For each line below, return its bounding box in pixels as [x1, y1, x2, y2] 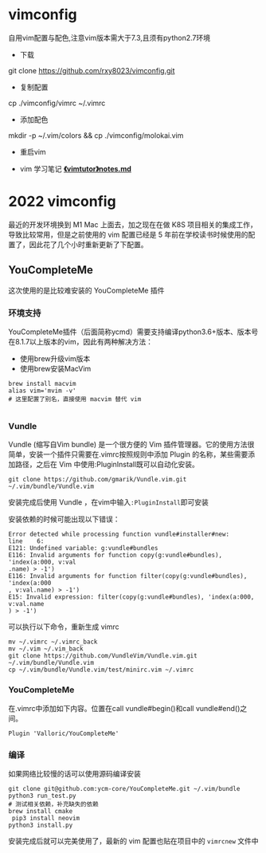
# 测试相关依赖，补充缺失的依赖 [8, 800, 99, 808]
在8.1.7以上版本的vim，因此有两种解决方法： [8, 336, 154, 346]
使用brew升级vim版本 [19, 353, 91, 364]
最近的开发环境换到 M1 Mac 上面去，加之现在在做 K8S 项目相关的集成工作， [8, 219, 257, 229]
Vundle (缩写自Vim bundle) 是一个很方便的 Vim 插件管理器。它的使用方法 [8, 440, 248, 450]
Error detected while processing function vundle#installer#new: [8, 530, 229, 539]
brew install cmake [8, 807, 73, 815]
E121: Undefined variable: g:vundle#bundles [8, 544, 158, 552]
